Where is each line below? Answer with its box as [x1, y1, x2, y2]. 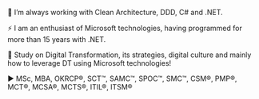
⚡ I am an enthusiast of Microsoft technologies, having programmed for [7, 24, 243, 32]
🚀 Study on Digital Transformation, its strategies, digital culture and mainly [7, 50, 252, 59]
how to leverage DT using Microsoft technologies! [7, 59, 172, 67]
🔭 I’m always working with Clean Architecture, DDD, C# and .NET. [7, 8, 223, 17]
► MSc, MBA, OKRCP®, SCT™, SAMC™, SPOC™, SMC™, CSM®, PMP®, [7, 74, 237, 83]
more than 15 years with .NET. [7, 35, 106, 44]
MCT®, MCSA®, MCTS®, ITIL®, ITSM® [7, 82, 133, 91]
